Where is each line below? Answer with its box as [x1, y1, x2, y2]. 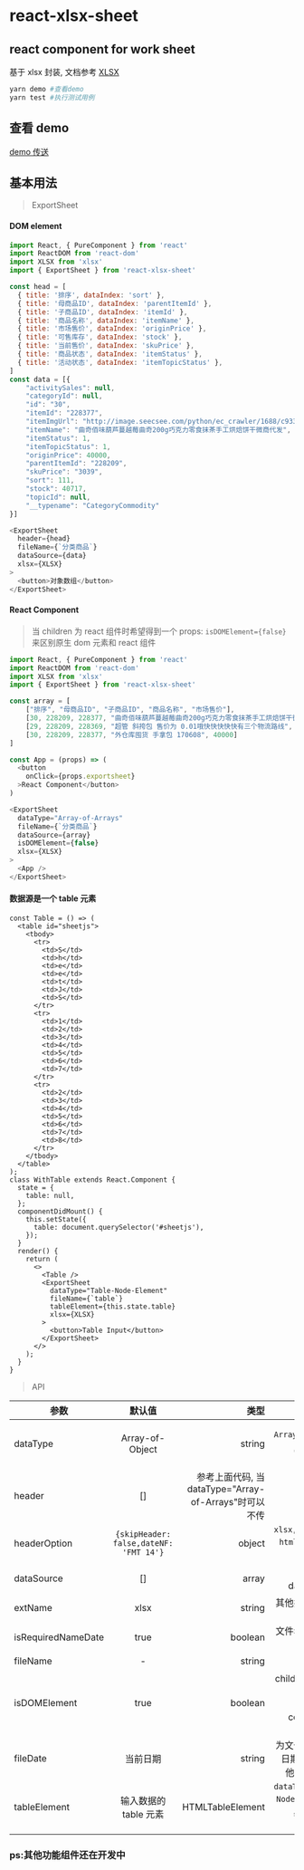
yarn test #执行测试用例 [9, 92, 95, 102]
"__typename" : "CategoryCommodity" [25, 501, 160, 510]
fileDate [14, 1751, 47, 1764]
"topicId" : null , [25, 493, 91, 502]
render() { [17, 1246, 59, 1255]
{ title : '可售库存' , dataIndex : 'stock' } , [17, 332, 183, 342]
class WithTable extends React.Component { [9, 1175, 176, 1184]
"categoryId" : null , [25, 391, 103, 401]
